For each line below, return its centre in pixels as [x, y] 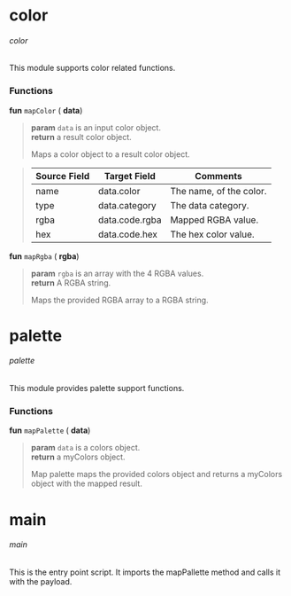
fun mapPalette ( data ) [50, 430]
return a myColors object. [78, 457]
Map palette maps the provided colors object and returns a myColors [157, 474]
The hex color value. [212, 234]
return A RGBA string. [71, 282]
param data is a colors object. [85, 448]
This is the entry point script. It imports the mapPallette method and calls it [145, 572]
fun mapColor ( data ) [46, 110]
